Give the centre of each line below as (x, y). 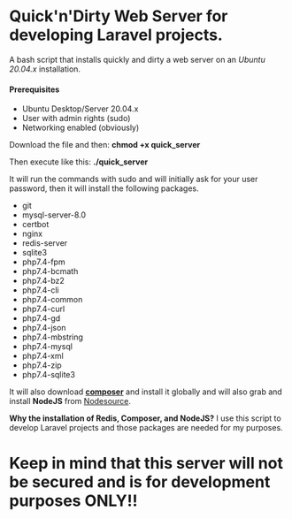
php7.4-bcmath (50, 271)
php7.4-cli (40, 290)
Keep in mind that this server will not (146, 464)
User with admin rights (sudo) (76, 118)
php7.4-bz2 (43, 281)
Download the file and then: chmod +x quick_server (105, 145)
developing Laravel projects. (116, 35)
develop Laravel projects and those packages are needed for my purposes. (146, 428)
